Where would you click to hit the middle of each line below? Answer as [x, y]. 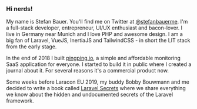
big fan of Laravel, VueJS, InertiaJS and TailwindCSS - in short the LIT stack [98, 41]
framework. [20, 101]
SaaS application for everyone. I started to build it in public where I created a [99, 64]
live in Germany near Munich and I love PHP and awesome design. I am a [95, 34]
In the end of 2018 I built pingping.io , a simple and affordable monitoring [94, 58]
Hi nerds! [19, 9]
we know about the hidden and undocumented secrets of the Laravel [90, 95]
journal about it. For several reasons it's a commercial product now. [88, 71]
